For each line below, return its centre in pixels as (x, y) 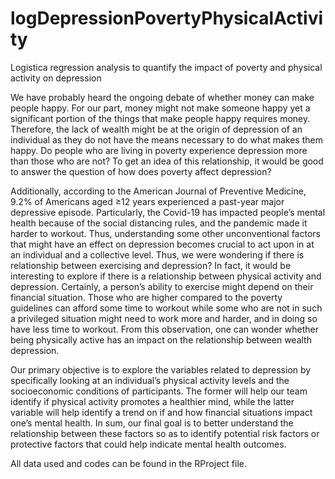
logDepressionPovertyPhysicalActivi (167, 18)
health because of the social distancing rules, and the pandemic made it (159, 223)
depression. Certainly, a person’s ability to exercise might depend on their (162, 286)
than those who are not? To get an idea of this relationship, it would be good (167, 161)
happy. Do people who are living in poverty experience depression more (159, 150)
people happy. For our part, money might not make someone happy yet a (160, 108)
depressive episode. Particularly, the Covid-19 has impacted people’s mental (168, 212)
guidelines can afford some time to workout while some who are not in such (166, 308)
